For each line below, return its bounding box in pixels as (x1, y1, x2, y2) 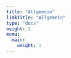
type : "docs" (6, 20, 39, 26)
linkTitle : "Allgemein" (6, 14, 66, 21)
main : (11, 37, 26, 43)
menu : (6, 31, 20, 37)
